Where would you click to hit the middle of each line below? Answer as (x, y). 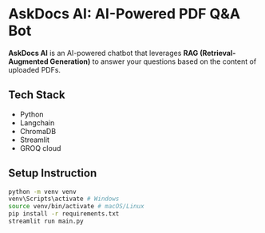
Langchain (37, 122)
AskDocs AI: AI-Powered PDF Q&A (125, 14)
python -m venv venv (43, 192)
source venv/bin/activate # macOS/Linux (77, 207)
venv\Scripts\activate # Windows (64, 199)
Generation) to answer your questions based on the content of (153, 61)
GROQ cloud (40, 148)
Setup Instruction (53, 174)
